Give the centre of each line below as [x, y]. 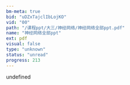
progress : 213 [23, 60]
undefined [18, 77]
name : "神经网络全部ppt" [34, 33]
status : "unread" [27, 55]
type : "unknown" [26, 49]
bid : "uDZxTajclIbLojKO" [36, 17]
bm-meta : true [23, 11]
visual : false [23, 44]
